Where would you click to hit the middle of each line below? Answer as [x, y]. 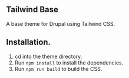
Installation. [29, 43]
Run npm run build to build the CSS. [58, 69]
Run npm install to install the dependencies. [69, 62]
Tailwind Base [32, 10]
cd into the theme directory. [48, 56]
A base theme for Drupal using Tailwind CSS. [61, 23]
